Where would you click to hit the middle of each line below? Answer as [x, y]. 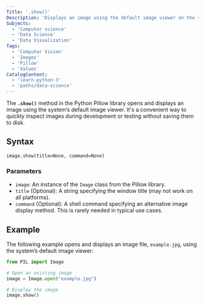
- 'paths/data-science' [42, 86]
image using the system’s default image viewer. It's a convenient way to [96, 110]
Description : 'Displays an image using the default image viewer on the [101, 18]
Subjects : [19, 23]
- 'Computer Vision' [38, 52]
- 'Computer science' [39, 29]
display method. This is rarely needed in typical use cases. [89, 211]
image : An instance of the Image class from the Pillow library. [90, 184]
